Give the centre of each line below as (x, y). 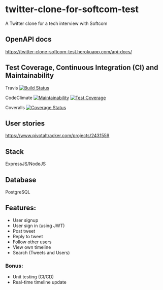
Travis (12, 88)
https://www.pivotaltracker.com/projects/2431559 (57, 136)
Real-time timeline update (40, 282)
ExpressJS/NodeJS (26, 164)
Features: (21, 208)
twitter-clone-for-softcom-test (72, 9)
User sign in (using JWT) (39, 225)
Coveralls (15, 107)
